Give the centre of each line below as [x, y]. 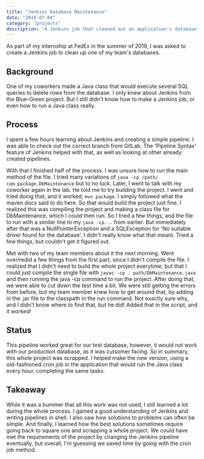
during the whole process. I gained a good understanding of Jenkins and [97, 411]
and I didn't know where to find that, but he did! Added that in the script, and [102, 305]
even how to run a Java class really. [51, 106]
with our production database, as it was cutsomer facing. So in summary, [98, 351]
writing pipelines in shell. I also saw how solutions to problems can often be [101, 417]
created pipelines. [29, 158]
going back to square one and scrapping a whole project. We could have [97, 430]
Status [19, 331]
